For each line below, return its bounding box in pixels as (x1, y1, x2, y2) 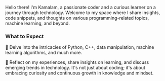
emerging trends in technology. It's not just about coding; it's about (5, 65, 146, 71)
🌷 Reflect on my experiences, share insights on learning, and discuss (5, 59, 149, 65)
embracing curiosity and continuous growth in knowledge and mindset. (5, 70, 154, 76)
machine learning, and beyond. (5, 20, 70, 26)
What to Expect (5, 33, 44, 40)
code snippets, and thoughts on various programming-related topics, (5, 15, 149, 21)
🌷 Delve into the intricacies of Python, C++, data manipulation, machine (5, 44, 154, 50)
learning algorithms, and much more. (5, 50, 82, 56)
